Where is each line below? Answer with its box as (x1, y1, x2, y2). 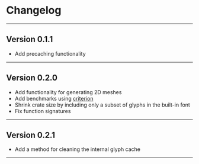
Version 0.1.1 (6, 34, 53, 44)
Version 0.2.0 (6, 73, 58, 83)
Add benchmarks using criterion (14, 95, 94, 102)
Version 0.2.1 (6, 130, 55, 140)
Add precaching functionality (14, 50, 86, 57)
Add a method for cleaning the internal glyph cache (14, 146, 141, 153)
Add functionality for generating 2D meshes (14, 88, 122, 95)
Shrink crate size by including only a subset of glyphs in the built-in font (14, 101, 191, 108)
